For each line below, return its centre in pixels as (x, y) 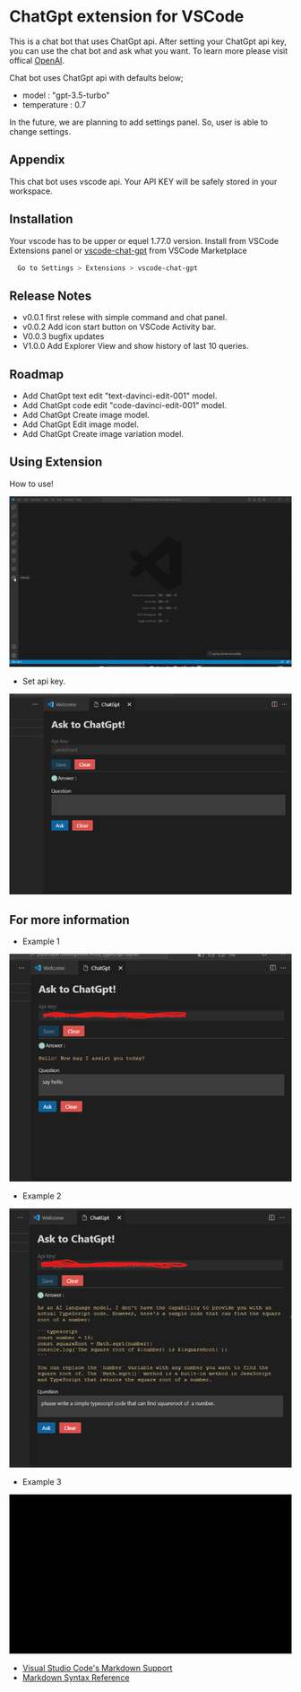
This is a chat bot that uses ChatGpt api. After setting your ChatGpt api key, (148, 41)
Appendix (37, 160)
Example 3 (42, 1482)
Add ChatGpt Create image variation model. (103, 434)
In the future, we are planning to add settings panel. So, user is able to (139, 122)
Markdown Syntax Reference (76, 1678)
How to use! (31, 484)
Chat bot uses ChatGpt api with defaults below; (96, 77)
